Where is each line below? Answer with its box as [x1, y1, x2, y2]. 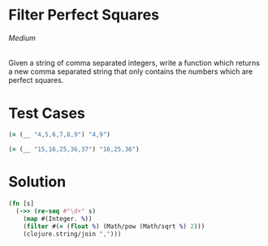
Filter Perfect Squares [8, 6, 160, 24]
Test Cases [8, 104, 85, 123]
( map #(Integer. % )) [23, 214, 93, 222]
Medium [8, 32, 37, 42]
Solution [8, 173, 67, 192]
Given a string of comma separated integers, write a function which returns [8, 58, 260, 68]
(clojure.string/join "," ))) [23, 230, 122, 238]
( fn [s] [8, 200, 35, 208]
